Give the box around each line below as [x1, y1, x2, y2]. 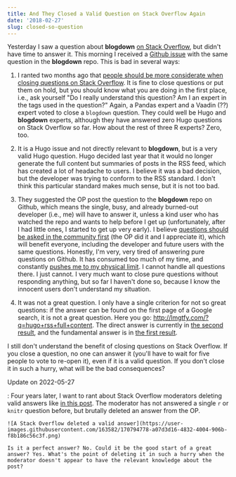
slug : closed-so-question [7, 23, 83, 30]
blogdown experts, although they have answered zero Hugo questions [17, 116, 223, 124]
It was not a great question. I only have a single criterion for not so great [17, 299, 226, 307]
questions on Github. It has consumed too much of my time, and [17, 255, 204, 263]
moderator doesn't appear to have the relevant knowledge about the [7, 457, 212, 464]
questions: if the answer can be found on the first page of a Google [17, 306, 213, 315]
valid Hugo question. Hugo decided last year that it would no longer [17, 152, 214, 160]
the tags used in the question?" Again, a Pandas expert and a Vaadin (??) [17, 101, 229, 110]
